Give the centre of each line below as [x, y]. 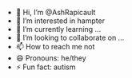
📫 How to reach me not [55, 47]
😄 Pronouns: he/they [51, 58]
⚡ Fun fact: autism [46, 67]
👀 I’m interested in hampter [60, 21]
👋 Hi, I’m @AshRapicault [56, 12]
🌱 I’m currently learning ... [58, 29]
